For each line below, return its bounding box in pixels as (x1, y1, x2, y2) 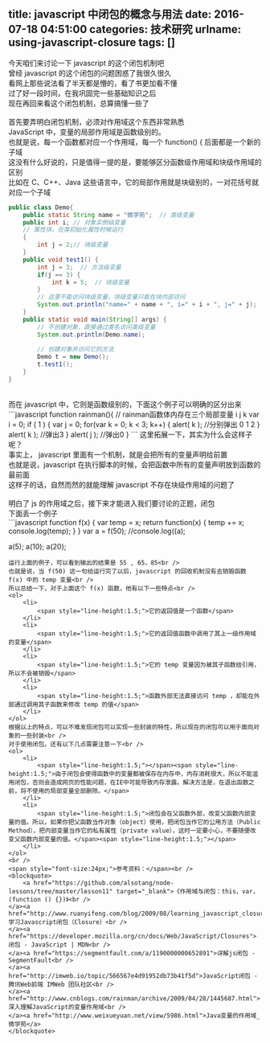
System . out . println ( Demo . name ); (37, 331, 146, 339)
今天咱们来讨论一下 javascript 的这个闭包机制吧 (8, 58, 165, 68)
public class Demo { (8, 203, 74, 211)
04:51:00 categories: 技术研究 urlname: (39, 23, 242, 36)
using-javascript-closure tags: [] (8, 35, 175, 50)
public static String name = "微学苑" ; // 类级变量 (22, 211, 194, 219)
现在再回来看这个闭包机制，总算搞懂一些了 (8, 98, 149, 108)
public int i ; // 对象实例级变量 (22, 218, 126, 227)
